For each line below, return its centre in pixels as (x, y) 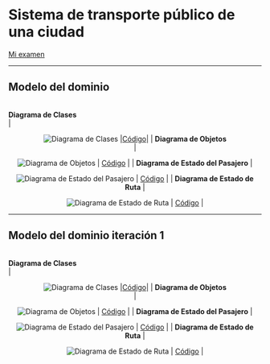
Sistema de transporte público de (122, 15)
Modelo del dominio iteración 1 (86, 236)
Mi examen (27, 54)
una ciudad (46, 32)
